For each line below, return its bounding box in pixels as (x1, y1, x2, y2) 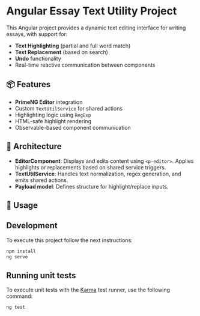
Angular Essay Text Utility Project (6, 4, 177, 18)
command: (6, 293, 33, 300)
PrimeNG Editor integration (14, 98, 83, 106)
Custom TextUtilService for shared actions (14, 105, 123, 112)
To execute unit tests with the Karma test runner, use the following (6, 287, 170, 294)
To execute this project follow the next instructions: (6, 236, 133, 244)
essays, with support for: (6, 30, 68, 37)
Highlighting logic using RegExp (14, 111, 91, 118)
